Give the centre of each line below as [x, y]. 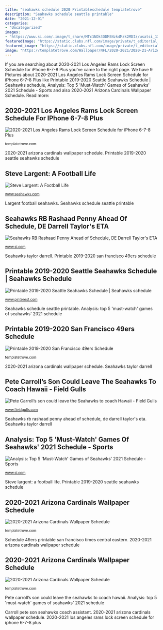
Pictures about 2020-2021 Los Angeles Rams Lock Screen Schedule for [77, 75]
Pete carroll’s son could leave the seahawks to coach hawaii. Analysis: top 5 [81, 597]
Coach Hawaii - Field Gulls [46, 389]
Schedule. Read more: [27, 95]
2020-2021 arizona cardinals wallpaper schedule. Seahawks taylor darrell [79, 366]
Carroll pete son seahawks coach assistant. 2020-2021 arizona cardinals [78, 612]
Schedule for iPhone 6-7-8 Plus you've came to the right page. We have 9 [79, 69]
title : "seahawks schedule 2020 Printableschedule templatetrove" [73, 10]
